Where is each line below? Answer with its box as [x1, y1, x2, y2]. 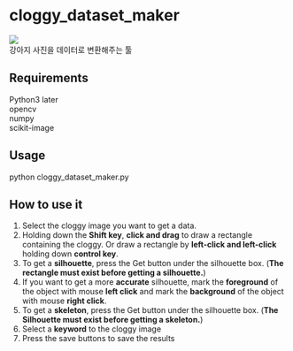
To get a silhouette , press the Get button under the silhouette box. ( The [21, 258, 284, 269]
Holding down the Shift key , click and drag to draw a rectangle [21, 230, 253, 240]
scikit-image [9, 122, 55, 133]
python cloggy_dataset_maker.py [9, 172, 130, 182]
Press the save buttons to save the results [21, 333, 175, 344]
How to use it [9, 196, 83, 212]
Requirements [9, 71, 89, 86]
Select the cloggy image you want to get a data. [21, 220, 197, 231]
